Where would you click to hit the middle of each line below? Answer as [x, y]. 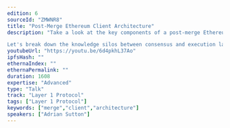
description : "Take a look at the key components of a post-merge [104, 32]
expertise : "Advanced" [39, 82]
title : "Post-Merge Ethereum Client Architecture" [81, 26]
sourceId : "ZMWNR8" [35, 20]
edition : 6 [23, 13]
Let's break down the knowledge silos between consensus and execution [111, 45]
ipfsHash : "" [26, 58]
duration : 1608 [29, 76]
